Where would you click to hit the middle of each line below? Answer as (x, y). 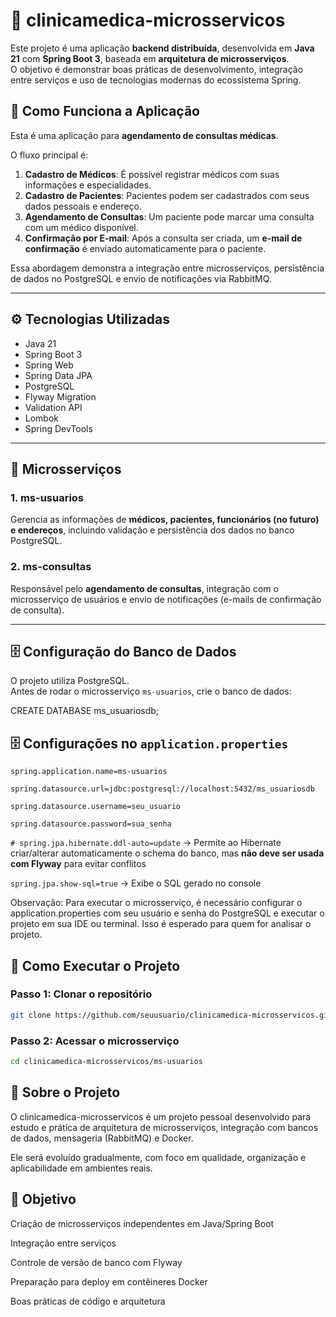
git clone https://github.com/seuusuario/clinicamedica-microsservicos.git (171, 1015)
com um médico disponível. (81, 227)
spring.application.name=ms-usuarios (89, 772)
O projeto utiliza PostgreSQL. (70, 681)
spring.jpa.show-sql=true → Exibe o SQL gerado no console (136, 883)
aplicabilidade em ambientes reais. (81, 1168)
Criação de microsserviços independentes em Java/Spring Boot (142, 1223)
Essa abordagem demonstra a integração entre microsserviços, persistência (167, 268)
